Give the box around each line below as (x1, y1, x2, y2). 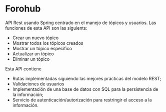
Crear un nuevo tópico (12, 35, 59, 41)
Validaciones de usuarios (12, 81, 64, 87)
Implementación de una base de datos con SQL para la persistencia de (12, 86, 158, 92)
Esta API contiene (5, 66, 41, 72)
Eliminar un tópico (12, 56, 50, 62)
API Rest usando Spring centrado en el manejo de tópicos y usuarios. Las (5, 20, 156, 26)
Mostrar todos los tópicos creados (12, 40, 83, 46)
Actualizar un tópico (12, 51, 54, 57)
